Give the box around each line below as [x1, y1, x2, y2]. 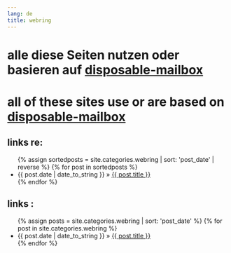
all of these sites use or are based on [7, 94, 225, 109]
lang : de [7, 10, 33, 18]
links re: [7, 137, 43, 149]
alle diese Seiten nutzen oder [7, 47, 180, 63]
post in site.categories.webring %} [17, 224, 118, 232]
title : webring [7, 17, 52, 24]
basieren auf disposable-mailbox [7, 62, 204, 78]
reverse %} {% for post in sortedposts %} [17, 163, 138, 171]
